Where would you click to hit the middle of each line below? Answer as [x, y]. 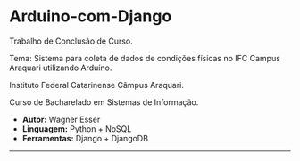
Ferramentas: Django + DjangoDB [85, 138]
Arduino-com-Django [91, 16]
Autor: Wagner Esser [61, 119]
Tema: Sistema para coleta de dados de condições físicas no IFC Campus [145, 58]
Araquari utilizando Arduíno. [61, 68]
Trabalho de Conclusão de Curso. [71, 41]
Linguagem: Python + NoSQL [77, 129]
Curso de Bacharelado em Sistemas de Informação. [104, 102]
